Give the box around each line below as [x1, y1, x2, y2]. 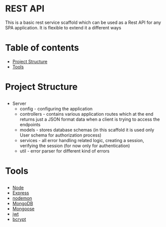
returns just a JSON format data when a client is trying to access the [19, 116, 160, 122]
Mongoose [12, 206, 35, 212]
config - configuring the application [19, 106, 93, 112]
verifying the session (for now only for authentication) [19, 143, 130, 149]
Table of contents [5, 42, 80, 54]
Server [12, 100, 26, 107]
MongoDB [12, 201, 33, 207]
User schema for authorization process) [19, 132, 102, 138]
